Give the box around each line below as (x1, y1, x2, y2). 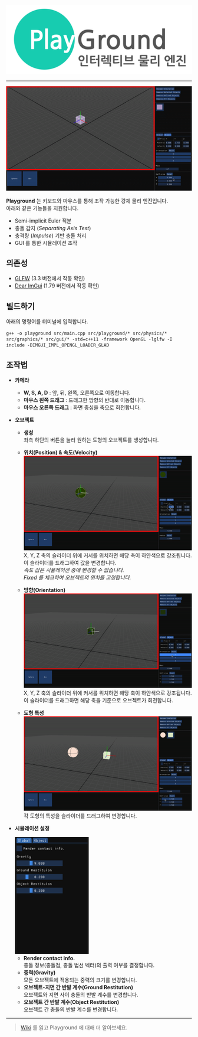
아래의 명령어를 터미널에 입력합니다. (6, 318, 88, 325)
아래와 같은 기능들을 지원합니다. (6, 204, 79, 211)
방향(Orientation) (23, 587, 66, 594)
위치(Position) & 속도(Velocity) (23, 449, 98, 456)
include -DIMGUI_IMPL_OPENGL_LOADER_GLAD (6, 342, 110, 348)
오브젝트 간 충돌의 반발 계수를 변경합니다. (23, 1006, 118, 1013)
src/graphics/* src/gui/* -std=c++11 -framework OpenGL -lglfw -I (6, 336, 173, 342)
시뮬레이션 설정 (14, 825, 50, 832)
